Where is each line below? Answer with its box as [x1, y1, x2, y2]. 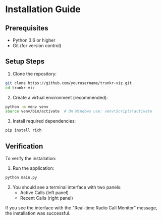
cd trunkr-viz [5, 85, 35, 90]
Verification [5, 142, 43, 151]
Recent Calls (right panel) [20, 195, 73, 201]
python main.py [5, 175, 37, 180]
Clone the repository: [12, 70, 57, 77]
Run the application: [12, 165, 55, 171]
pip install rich [5, 128, 42, 133]
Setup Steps [5, 57, 44, 66]
